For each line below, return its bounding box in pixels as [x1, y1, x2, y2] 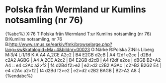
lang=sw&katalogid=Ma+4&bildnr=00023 [5, 46, 90, 52]
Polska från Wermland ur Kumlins [5, 4, 146, 15]
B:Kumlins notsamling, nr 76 [5, 36, 63, 42]
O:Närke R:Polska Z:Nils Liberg [91, 46, 154, 52]
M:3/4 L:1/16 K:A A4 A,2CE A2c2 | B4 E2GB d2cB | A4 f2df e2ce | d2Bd [5, 51, 152, 58]
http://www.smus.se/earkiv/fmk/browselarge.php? [9, 41, 113, 47]
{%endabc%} [5, 73, 33, 79]
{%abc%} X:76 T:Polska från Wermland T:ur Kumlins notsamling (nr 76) [5, 31, 152, 37]
